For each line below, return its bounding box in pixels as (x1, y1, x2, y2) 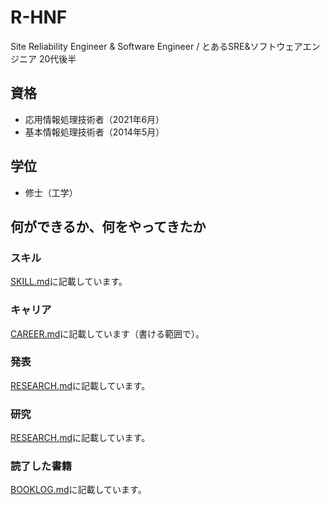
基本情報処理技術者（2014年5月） (24, 126, 165, 138)
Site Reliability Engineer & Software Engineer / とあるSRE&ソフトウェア (10, 40, 303, 52)
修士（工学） (24, 186, 78, 198)
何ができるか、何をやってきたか (10, 218, 207, 235)
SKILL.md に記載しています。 (10, 276, 128, 288)
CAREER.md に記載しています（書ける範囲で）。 (10, 327, 205, 340)
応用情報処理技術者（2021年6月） (24, 113, 165, 125)
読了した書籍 (10, 459, 73, 473)
